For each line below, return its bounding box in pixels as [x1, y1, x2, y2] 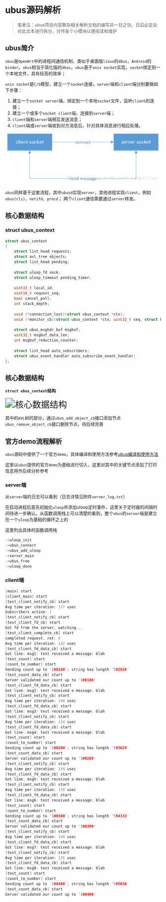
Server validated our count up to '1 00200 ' [5, 756, 96, 761]
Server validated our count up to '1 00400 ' [5, 892, 96, 897]
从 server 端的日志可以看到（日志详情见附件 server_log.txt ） [5, 494, 127, 500]
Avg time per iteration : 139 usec [5, 766, 77, 771]
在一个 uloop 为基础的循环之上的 [5, 516, 68, 523]
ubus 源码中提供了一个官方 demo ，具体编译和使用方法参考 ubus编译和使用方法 [5, 451, 159, 457]
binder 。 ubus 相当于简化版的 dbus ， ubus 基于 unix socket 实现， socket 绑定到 [5, 64, 157, 70]
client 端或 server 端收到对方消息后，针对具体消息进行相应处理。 [12, 122, 143, 128]
